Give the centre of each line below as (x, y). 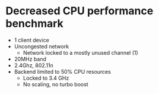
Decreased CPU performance (79, 11)
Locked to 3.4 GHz (46, 78)
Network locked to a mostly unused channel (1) (81, 52)
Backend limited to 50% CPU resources (62, 71)
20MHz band (30, 59)
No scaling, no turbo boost (55, 84)
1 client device (32, 40)
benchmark (34, 23)
